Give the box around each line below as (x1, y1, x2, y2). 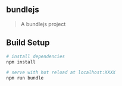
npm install (6, 59, 36, 65)
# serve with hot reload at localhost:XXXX (6, 69, 116, 76)
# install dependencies (6, 53, 65, 59)
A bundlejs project (20, 20, 66, 27)
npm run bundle (6, 75, 44, 81)
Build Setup (6, 38, 50, 48)
